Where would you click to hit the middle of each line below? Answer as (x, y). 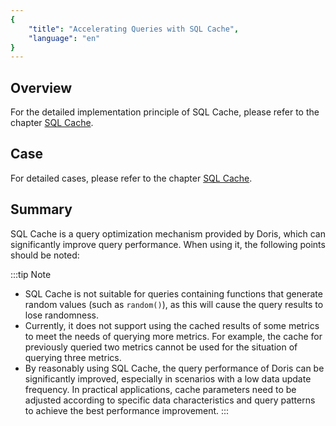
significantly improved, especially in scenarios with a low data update (168, 378)
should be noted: (45, 255)
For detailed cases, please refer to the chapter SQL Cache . (131, 178)
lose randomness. (61, 315)
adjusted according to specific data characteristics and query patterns (170, 400)
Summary (41, 209)
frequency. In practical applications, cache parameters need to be (160, 389)
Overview (41, 87)
